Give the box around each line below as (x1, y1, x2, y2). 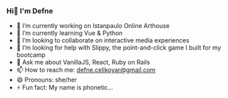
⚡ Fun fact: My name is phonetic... (16, 84, 113, 92)
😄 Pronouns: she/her (16, 75, 77, 84)
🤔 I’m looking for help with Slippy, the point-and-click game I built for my (16, 44, 221, 52)
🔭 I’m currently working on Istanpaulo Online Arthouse (16, 22, 170, 30)
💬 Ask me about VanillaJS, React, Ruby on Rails (16, 58, 150, 66)
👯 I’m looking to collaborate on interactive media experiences (16, 36, 190, 45)
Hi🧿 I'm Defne (6, 6, 54, 16)
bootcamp (16, 51, 46, 59)
